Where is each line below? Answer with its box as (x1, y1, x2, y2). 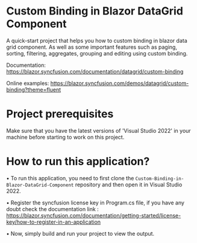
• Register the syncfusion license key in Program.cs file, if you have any (6, 199, 185, 206)
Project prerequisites (6, 107, 114, 121)
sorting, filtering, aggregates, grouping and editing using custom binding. (6, 49, 188, 57)
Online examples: (6, 80, 49, 87)
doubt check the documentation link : (6, 205, 99, 212)
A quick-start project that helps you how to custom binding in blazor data (6, 37, 188, 44)
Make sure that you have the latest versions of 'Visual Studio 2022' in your (6, 127, 191, 134)
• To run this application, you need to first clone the (6, 174, 134, 181)
